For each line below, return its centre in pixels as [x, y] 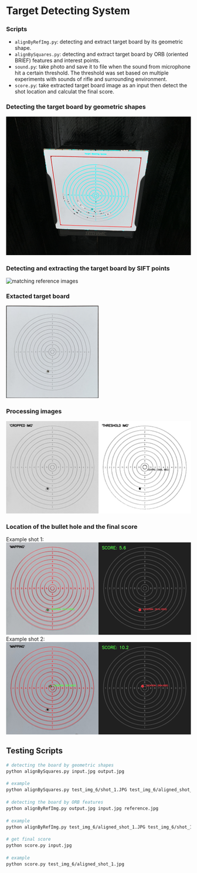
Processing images [34, 412]
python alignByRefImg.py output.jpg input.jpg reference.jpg [82, 808]
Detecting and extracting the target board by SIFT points [88, 268]
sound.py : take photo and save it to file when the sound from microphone [102, 67]
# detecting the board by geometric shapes [60, 765]
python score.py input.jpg [39, 845]
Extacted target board [38, 296]
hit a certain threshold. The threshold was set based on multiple [91, 73]
